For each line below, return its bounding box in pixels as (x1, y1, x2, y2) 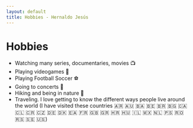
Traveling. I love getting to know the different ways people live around (14, 96, 185, 103)
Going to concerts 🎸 (14, 84, 64, 91)
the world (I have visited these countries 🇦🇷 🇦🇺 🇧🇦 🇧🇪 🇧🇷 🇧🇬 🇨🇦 (14, 102, 188, 110)
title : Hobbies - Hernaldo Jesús (6, 14, 89, 20)
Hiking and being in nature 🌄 (14, 89, 84, 97)
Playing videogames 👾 (14, 68, 69, 75)
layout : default (6, 8, 46, 15)
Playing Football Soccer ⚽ (14, 75, 79, 82)
